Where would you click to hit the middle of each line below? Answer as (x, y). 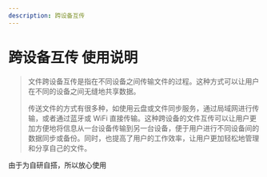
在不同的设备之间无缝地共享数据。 (84, 91)
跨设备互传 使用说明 (73, 57)
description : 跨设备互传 (47, 16)
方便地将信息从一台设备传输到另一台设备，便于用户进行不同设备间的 (147, 128)
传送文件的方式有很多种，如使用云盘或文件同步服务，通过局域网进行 (140, 108)
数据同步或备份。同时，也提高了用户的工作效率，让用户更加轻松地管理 (143, 138)
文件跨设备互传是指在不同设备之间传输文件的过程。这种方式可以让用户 (143, 81)
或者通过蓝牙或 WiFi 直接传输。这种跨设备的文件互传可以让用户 (146, 118)
